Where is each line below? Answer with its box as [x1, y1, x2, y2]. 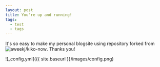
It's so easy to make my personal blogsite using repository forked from [5, 40, 155, 47]
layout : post [5, 7, 33, 13]
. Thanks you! [46, 46, 75, 52]
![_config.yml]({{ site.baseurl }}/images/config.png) [5, 56, 114, 62]
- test [10, 21, 24, 27]
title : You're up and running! [5, 12, 72, 17]
